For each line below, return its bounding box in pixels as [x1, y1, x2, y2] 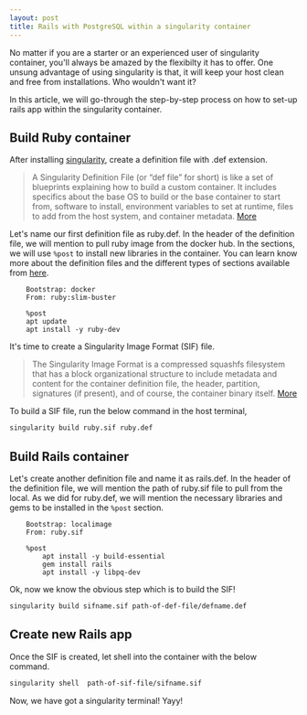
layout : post [9, 13, 59, 23]
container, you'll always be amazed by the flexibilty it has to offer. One [9, 57, 274, 68]
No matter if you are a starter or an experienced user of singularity [9, 47, 260, 58]
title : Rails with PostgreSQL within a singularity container [9, 22, 251, 31]
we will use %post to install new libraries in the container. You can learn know [9, 248, 298, 259]
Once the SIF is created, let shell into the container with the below [9, 651, 258, 662]
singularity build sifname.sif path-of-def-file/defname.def [9, 602, 248, 611]
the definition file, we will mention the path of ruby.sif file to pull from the [9, 483, 283, 494]
